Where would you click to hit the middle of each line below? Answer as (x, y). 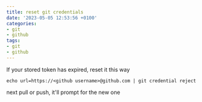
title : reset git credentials (45, 12)
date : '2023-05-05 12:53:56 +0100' (52, 18)
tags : (13, 41)
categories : (21, 23)
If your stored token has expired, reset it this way (68, 69)
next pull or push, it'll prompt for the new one (64, 92)
